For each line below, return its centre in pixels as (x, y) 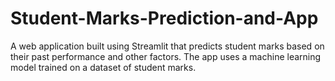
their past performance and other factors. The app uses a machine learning (166, 56)
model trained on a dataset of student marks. (103, 67)
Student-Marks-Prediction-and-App (164, 18)
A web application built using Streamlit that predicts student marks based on (167, 46)
